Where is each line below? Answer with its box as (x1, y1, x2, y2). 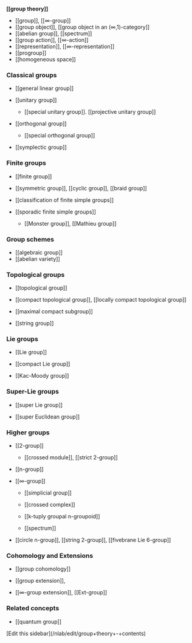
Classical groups (6, 71, 57, 79)
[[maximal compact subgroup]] (15, 308, 93, 315)
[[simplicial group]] (24, 489, 72, 496)
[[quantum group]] (15, 617, 62, 625)
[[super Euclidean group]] (15, 413, 80, 420)
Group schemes (6, 235, 55, 243)
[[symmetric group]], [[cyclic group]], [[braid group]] (15, 184, 147, 192)
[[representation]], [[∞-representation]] (15, 43, 115, 50)
